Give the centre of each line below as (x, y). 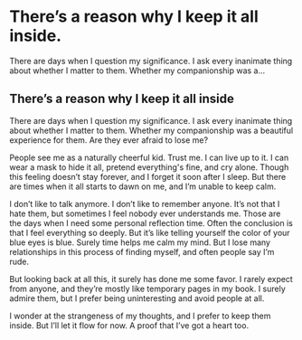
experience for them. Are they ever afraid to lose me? (109, 140)
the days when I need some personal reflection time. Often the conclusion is (151, 222)
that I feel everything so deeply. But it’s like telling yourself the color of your (150, 232)
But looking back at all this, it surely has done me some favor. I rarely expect (151, 279)
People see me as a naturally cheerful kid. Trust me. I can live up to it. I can (149, 157)
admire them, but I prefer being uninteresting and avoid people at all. (137, 298)
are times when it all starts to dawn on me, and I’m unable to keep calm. (143, 186)
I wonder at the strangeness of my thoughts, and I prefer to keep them (140, 316)
